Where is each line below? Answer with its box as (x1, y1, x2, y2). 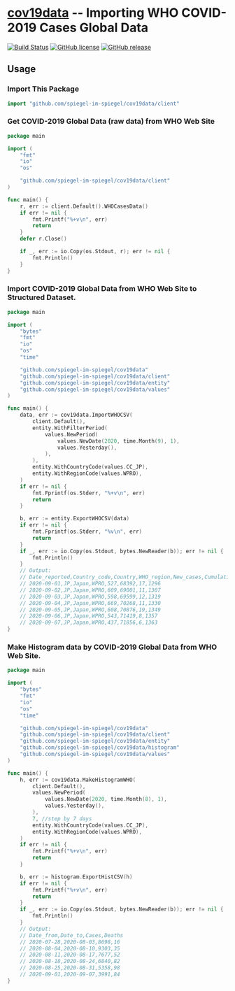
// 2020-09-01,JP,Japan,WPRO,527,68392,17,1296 (20, 580, 161, 587)
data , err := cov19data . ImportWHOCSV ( (20, 411, 133, 419)
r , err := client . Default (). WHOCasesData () (20, 203, 149, 210)
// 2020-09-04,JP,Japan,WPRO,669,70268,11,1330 (20, 599, 161, 606)
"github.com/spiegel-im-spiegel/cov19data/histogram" (20, 744, 180, 751)
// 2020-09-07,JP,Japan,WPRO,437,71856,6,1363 (20, 619, 158, 627)
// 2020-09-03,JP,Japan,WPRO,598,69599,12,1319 (20, 593, 161, 600)
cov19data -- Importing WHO (7, 5, 179, 21)
